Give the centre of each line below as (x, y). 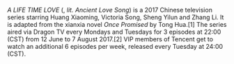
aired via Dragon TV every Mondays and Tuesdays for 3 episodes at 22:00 (114, 32)
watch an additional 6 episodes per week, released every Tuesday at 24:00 (115, 46)
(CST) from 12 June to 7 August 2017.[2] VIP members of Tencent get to (110, 39)
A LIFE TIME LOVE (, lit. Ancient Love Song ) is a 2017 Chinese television (110, 10)
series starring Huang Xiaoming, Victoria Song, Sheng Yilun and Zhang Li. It (116, 17)
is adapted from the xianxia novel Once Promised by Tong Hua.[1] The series (117, 24)
